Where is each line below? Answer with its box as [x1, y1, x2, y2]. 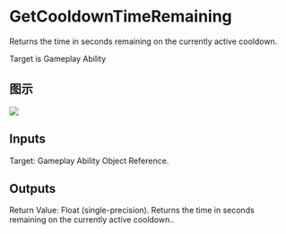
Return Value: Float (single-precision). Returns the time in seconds [9, 204, 256, 216]
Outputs [9, 181, 56, 196]
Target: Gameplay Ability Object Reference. [9, 155, 169, 166]
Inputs [9, 132, 47, 147]
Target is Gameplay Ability [9, 53, 107, 64]
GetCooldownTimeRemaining [9, 6, 233, 27]
